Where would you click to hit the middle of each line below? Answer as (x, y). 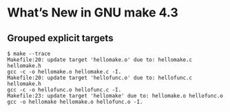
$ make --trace (29, 54)
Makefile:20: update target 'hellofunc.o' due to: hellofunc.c (100, 78)
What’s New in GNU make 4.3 (93, 13)
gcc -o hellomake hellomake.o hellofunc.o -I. (75, 102)
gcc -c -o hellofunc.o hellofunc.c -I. (64, 90)
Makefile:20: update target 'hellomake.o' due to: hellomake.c (100, 60)
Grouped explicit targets (60, 38)
